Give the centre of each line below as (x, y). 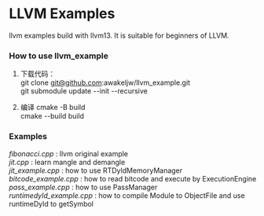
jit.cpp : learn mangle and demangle (67, 162)
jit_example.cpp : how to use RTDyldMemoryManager (96, 170)
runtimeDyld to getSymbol (51, 203)
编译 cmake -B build (53, 108)
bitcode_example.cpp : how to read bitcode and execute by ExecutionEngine (133, 178)
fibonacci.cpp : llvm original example (69, 153)
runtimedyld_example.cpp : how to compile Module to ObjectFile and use (127, 195)
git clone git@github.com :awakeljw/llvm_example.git (105, 82)
